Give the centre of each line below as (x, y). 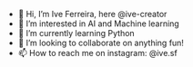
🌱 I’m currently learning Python (76, 33)
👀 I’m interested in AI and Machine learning (98, 24)
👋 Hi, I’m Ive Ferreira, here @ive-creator (92, 14)
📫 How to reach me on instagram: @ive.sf (97, 53)
